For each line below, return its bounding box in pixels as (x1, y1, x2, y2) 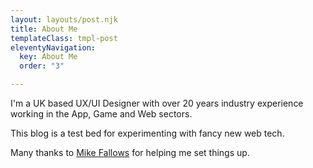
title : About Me (10, 24, 78, 34)
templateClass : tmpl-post (10, 33, 118, 43)
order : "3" (19, 61, 65, 71)
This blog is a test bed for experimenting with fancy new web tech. (10, 127, 285, 139)
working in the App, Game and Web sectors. (10, 108, 193, 120)
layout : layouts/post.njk (10, 14, 118, 25)
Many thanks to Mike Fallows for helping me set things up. (10, 147, 250, 158)
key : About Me (19, 52, 78, 62)
